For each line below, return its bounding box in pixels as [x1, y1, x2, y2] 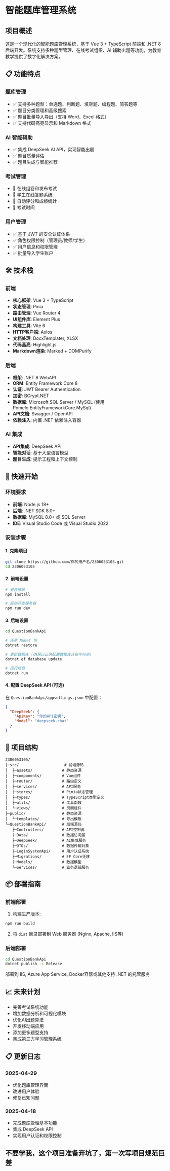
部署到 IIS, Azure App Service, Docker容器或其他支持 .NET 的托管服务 [5, 971, 150, 977]
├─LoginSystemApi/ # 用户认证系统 [12, 848, 90, 854]
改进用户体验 [12, 1088, 39, 1094]
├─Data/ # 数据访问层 [12, 832, 86, 837]
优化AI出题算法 [12, 1017, 44, 1023]
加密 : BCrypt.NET [12, 393, 49, 399]
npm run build [5, 921, 35, 926]
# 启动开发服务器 [5, 601, 36, 606]
